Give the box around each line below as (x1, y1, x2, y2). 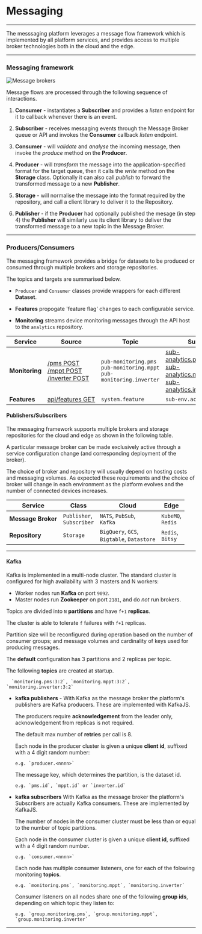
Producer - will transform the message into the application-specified (14, 161, 186, 168)
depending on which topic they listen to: (14, 899, 115, 906)
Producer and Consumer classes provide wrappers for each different (14, 287, 180, 294)
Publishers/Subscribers (6, 412, 67, 419)
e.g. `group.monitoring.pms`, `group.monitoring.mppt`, (14, 911, 158, 917)
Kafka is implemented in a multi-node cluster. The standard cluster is (6, 571, 177, 578)
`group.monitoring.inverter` (14, 916, 88, 923)
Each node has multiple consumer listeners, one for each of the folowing (14, 864, 195, 871)
